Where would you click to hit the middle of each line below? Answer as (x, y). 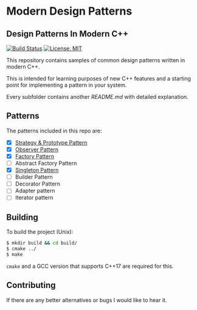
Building (22, 217)
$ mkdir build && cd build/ (42, 243)
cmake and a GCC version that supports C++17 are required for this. (90, 266)
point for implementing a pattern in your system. (67, 85)
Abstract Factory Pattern (46, 163)
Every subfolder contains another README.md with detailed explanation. (97, 97)
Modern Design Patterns (69, 11)
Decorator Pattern (38, 184)
